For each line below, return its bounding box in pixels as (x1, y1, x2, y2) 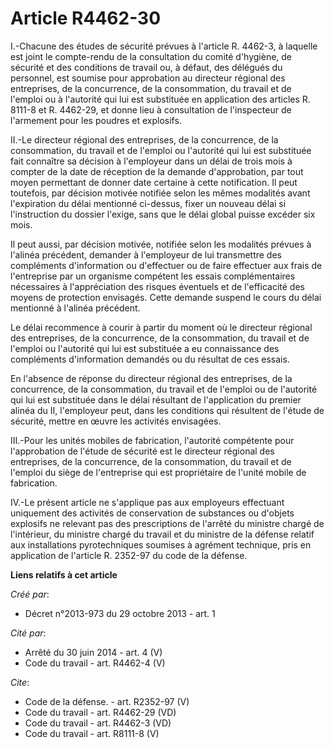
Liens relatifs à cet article (10, 568, 118, 581)
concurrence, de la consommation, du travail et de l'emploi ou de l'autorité (10, 383, 318, 395)
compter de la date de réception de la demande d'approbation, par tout (10, 165, 304, 177)
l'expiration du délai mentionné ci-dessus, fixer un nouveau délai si (10, 197, 287, 209)
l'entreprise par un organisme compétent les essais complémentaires (10, 270, 296, 282)
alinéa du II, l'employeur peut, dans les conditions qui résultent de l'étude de (10, 404, 325, 416)
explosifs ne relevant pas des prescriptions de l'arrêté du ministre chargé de (10, 517, 325, 529)
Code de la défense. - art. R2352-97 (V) (24, 695, 190, 707)
